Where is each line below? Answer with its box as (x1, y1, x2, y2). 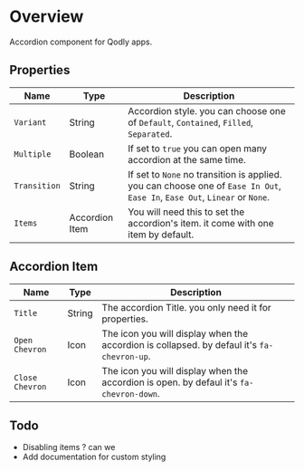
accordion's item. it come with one (128, 216, 274, 229)
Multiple (14, 149, 52, 159)
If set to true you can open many (128, 142, 268, 155)
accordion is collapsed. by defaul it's (101, 338, 258, 351)
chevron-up (101, 351, 149, 361)
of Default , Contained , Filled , (128, 116, 253, 129)
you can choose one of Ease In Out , (128, 179, 282, 192)
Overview (9, 6, 84, 27)
